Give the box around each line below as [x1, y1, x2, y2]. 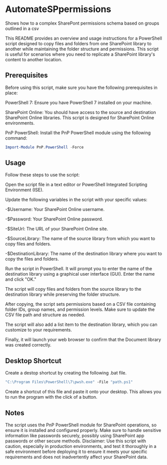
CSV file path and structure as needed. [5, 312, 85, 318]
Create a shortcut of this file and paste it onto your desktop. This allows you [5, 389, 161, 395]
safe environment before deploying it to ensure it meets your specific [5, 448, 147, 454]
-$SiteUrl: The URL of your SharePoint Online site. [5, 226, 108, 232]
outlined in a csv [5, 25, 39, 31]
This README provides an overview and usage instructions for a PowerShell [5, 35, 162, 41]
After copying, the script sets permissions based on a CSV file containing [5, 301, 156, 307]
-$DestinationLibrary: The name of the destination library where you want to [5, 251, 162, 257]
